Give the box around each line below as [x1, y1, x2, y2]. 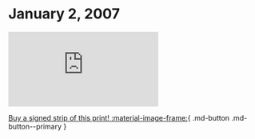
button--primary [8, 121, 62, 131]
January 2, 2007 [8, 5, 120, 23]
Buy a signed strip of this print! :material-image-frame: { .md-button [8, 113, 230, 122]
